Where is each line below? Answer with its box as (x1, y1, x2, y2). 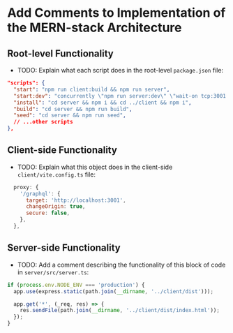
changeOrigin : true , (25, 203, 86, 210)
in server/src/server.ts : (17, 267, 89, 276)
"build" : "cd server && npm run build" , (13, 105, 133, 112)
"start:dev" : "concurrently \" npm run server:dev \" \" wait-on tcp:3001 (13, 92, 227, 99)
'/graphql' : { (20, 190, 61, 197)
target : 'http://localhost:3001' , (25, 197, 127, 204)
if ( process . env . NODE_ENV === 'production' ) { (7, 281, 145, 288)
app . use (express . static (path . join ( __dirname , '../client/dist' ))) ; (13, 288, 214, 295)
